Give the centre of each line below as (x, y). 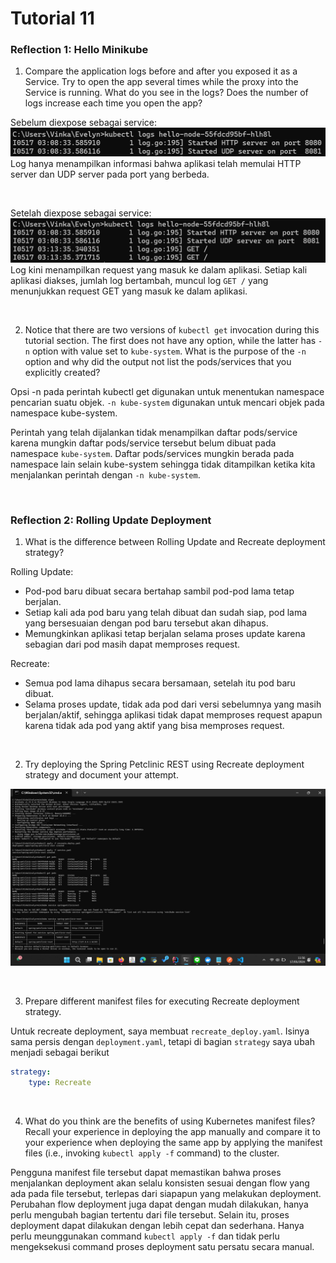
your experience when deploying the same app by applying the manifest (173, 1143)
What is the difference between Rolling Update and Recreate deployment (175, 541)
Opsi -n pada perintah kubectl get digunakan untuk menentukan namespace (167, 391)
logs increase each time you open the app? (113, 103)
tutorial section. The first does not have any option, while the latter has (170, 340)
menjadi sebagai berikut (60, 1053)
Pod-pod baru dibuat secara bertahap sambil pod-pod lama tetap (159, 591)
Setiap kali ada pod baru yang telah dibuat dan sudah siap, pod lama (166, 612)
